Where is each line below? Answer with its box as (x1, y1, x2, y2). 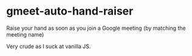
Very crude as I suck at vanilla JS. (6, 43, 91, 50)
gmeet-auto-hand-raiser (6, 4, 134, 18)
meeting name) (6, 30, 44, 38)
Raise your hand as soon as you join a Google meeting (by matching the (6, 24, 187, 32)
